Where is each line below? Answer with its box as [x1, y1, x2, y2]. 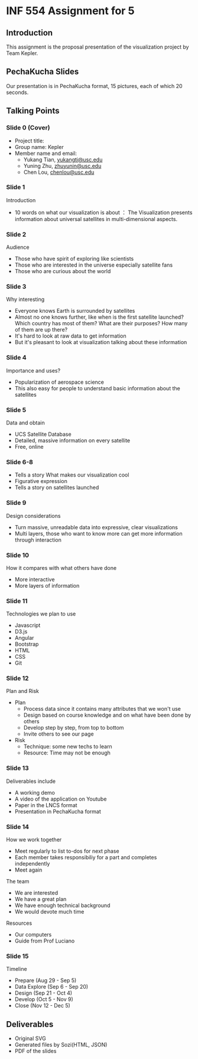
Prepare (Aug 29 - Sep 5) [14, 977, 77, 984]
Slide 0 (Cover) [6, 124, 50, 132]
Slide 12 [6, 674, 29, 682]
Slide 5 [6, 406, 27, 414]
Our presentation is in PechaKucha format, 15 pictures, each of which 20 [6, 82, 183, 89]
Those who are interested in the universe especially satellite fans [14, 261, 173, 268]
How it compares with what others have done [6, 564, 117, 571]
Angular [14, 634, 34, 642]
